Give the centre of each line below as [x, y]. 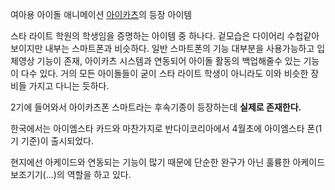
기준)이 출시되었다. [57, 141]
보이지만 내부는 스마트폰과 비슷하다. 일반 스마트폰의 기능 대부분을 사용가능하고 [162, 48]
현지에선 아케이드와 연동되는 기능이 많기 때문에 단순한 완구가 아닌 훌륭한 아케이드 [168, 162]
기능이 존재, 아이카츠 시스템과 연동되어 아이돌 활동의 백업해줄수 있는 [169, 61]
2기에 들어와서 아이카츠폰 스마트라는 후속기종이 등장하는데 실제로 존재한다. [156, 107]
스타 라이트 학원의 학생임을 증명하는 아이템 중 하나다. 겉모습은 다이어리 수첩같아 [165, 36]
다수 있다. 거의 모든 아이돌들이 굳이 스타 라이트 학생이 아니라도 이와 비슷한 [164, 73]
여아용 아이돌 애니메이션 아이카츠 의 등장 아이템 [101, 14]
